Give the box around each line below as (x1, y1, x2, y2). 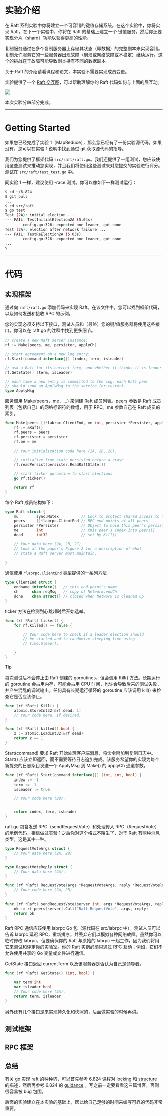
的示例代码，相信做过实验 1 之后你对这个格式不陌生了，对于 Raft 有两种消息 (5, 830, 160, 836)
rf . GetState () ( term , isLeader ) (5, 370, 72, 375)
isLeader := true (14, 787, 50, 792)
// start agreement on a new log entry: (5, 352, 91, 357)
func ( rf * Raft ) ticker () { (5, 618, 64, 623)
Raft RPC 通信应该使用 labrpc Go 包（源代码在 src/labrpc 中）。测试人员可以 (5, 925, 161, 931)
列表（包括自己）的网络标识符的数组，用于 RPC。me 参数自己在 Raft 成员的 (5, 404, 161, 410)
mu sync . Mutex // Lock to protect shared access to (14, 514, 160, 519)
